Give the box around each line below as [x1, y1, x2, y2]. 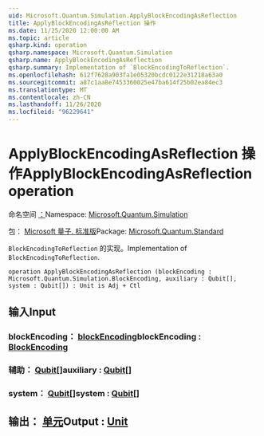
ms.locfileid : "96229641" [8, 108, 94, 116]
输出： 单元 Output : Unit [8, 415, 128, 429]
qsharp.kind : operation [8, 41, 88, 49]
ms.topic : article [8, 33, 69, 42]
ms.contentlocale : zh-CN [8, 93, 91, 101]
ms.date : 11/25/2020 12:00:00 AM [8, 26, 120, 34]
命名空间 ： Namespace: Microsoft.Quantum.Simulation [8, 209, 188, 219]
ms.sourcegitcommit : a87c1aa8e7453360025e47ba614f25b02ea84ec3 [8, 78, 223, 86]
